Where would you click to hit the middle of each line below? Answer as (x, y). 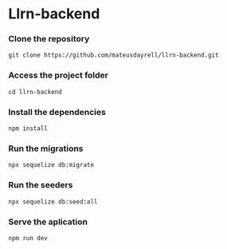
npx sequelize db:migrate (51, 165)
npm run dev (28, 238)
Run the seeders (41, 185)
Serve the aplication (48, 222)
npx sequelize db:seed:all (53, 202)
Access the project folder (59, 75)
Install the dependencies (57, 112)
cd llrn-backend (35, 92)
